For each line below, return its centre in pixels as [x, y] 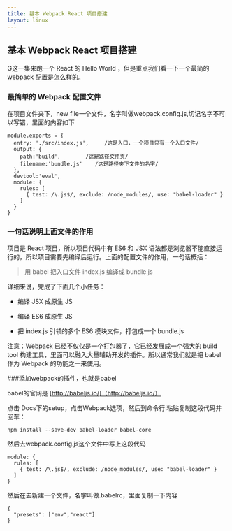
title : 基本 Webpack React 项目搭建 [57, 14]
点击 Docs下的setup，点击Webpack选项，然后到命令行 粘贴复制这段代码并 [115, 408]
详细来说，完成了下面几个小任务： [56, 286]
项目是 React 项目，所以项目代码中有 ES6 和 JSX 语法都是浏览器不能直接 [112, 248]
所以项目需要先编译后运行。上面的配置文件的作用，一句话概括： [117, 256]
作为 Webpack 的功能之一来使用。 [56, 363]
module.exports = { [36, 136]
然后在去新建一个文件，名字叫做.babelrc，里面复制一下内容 [93, 495]
